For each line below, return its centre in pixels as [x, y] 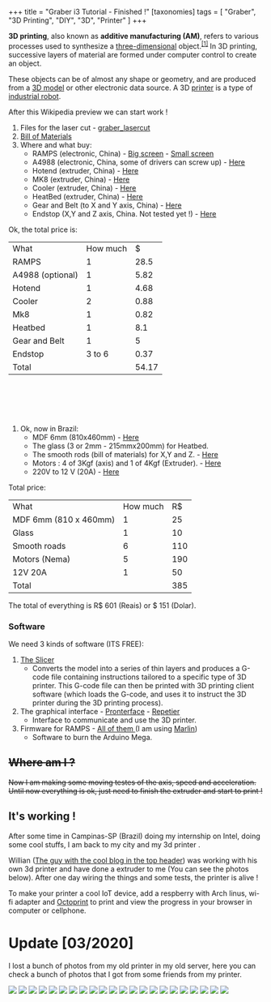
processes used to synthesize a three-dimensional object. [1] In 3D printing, [133, 45]
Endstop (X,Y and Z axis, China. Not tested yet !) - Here [124, 213]
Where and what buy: [56, 144]
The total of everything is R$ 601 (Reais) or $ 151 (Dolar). [102, 605]
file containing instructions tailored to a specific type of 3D [149, 677]
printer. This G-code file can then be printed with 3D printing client [143, 685]
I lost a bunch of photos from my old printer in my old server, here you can [132, 966]
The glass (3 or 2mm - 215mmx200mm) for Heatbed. [120, 446]
